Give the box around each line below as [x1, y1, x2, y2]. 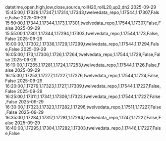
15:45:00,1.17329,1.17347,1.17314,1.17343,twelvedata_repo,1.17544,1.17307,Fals [5, 9, 160, 15]
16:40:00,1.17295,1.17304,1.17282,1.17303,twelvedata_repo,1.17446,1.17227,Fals [5, 125, 161, 131]
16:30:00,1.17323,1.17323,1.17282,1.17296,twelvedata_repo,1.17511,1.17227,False [5, 104, 162, 110]
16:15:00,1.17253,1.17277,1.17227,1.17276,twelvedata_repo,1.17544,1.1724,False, [5, 73, 160, 78]
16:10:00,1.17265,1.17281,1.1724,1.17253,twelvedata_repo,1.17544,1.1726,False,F [5, 62, 161, 68]
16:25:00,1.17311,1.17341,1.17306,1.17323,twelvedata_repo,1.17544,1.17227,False [5, 94, 161, 99]
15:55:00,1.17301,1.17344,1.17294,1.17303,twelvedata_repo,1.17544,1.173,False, [5, 31, 160, 36]
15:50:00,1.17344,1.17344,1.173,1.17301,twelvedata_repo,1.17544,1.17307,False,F [5, 20, 161, 26]
